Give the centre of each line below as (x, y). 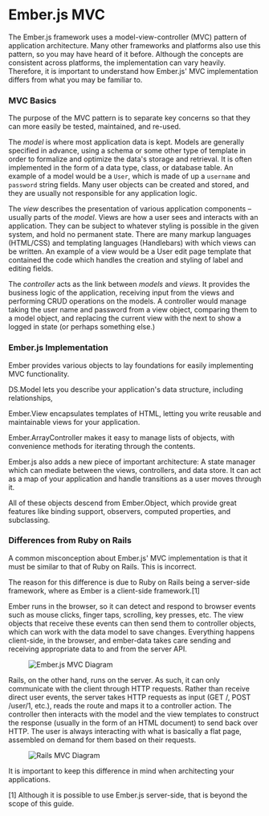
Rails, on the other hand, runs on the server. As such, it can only (114, 679)
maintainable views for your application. (74, 422)
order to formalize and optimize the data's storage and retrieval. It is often (130, 159)
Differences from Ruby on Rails (70, 541)
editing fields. (31, 269)
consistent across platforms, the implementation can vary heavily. (117, 63)
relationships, (31, 398)
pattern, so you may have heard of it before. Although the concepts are (126, 54)
